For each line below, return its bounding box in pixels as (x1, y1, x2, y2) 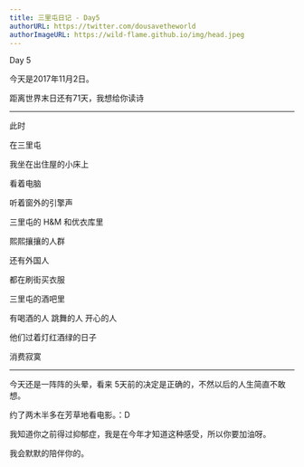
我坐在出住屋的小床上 (9, 159, 89, 170)
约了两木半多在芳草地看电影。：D (9, 409, 131, 421)
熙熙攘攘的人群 (9, 236, 65, 247)
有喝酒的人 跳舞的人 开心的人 (9, 313, 118, 324)
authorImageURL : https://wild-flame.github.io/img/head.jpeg (9, 30, 245, 39)
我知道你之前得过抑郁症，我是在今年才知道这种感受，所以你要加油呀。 (9, 429, 271, 440)
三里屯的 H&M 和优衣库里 (9, 216, 104, 227)
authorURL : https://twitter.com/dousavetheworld (9, 22, 196, 31)
